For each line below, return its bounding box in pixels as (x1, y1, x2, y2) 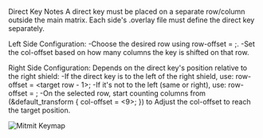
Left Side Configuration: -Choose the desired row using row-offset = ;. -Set (8, 39, 255, 49)
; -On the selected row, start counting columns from (35, 89, 206, 98)
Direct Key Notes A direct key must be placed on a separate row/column (8, 7, 245, 16)
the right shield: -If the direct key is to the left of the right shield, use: (8, 72, 234, 81)
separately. (8, 24, 45, 33)
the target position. (8, 105, 71, 115)
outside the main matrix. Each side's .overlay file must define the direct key (8, 15, 255, 25)
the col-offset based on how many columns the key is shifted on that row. (8, 48, 249, 57)
